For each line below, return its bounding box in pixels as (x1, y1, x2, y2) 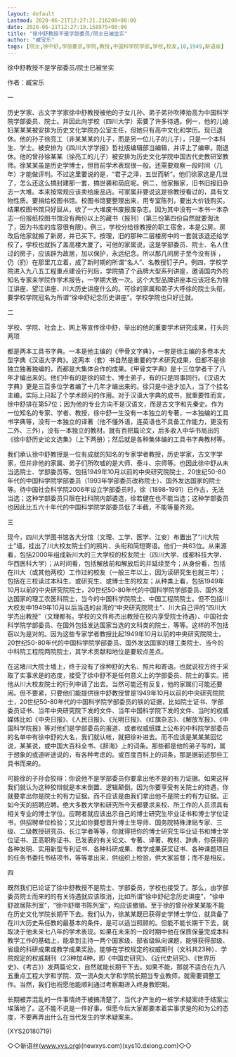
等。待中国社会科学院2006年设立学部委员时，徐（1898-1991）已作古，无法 (7, 486, 225, 493)
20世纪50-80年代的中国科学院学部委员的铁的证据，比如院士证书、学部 (19, 698, 224, 705)
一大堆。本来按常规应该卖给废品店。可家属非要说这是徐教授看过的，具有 (13, 187, 223, 196)
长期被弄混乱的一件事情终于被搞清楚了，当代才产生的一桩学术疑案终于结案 (7, 995, 223, 1003)
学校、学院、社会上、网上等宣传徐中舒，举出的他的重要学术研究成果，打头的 (7, 323, 229, 331)
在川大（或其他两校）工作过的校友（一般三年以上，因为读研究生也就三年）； (7, 568, 226, 576)
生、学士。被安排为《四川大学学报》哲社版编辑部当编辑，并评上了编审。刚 (7, 144, 223, 152)
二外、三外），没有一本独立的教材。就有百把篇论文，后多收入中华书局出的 (7, 426, 220, 434)
